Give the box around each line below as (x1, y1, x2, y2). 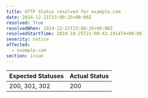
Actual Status (69, 72, 109, 80)
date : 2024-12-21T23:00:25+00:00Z (6, 14, 92, 20)
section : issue (6, 53, 44, 59)
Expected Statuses (9, 72, 64, 80)
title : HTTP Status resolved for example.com (6, 8, 121, 15)
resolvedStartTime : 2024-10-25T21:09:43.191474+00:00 (6, 31, 143, 37)
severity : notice (6, 36, 49, 42)
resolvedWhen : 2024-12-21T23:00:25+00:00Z (6, 25, 113, 31)
